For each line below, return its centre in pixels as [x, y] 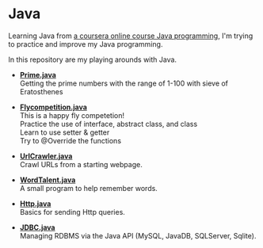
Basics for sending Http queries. [72, 212]
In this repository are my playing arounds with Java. [92, 59]
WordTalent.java [48, 180]
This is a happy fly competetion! [72, 115]
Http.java [35, 204]
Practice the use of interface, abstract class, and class [109, 124]
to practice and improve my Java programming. [86, 44]
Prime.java [38, 74]
